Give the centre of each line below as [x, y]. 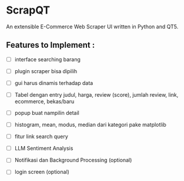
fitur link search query [41, 137]
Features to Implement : [51, 45]
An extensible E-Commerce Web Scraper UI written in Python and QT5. [92, 27]
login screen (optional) [42, 172]
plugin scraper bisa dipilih [46, 71]
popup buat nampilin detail [47, 113]
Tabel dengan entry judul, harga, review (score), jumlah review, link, [96, 94]
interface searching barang [48, 59]
